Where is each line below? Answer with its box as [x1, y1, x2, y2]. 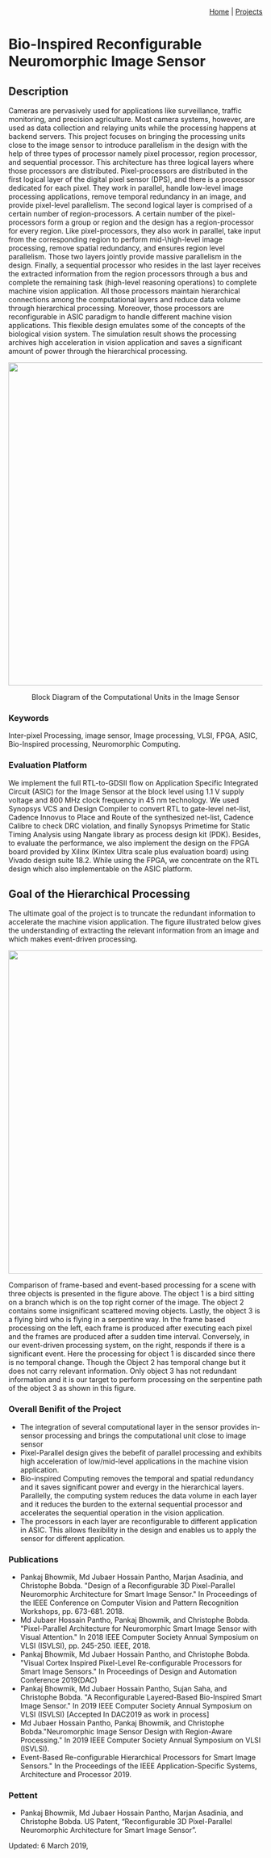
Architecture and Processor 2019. [19, 1770, 131, 1779]
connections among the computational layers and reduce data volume [8, 295, 241, 304]
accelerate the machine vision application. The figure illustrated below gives [8, 917, 261, 927]
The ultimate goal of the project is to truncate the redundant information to [8, 908, 256, 918]
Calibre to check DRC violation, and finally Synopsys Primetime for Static [8, 820, 251, 831]
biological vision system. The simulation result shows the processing [8, 329, 236, 339]
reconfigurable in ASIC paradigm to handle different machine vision [8, 312, 232, 322]
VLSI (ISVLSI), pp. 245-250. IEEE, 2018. [19, 1641, 151, 1650]
